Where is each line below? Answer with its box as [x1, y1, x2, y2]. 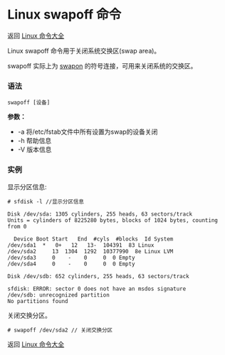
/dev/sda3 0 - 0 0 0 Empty [7, 254, 135, 261]
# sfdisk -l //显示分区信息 [7, 198, 84, 205]
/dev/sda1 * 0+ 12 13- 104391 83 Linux [7, 241, 155, 249]
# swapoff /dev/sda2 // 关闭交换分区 [7, 327, 112, 334]
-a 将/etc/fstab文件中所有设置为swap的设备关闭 [17, 127, 158, 136]
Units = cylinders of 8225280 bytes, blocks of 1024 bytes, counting [7, 216, 219, 224]
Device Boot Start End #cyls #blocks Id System [14, 235, 174, 243]
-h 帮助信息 [17, 137, 52, 145]
